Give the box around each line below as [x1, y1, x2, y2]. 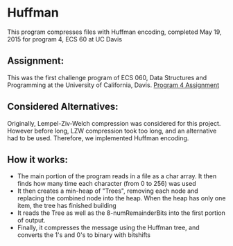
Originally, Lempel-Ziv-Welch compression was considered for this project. [7, 119, 221, 127]
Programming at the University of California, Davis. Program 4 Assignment [7, 81, 220, 89]
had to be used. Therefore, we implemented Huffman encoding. [7, 133, 189, 142]
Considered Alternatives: [7, 101, 119, 113]
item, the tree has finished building [17, 202, 116, 210]
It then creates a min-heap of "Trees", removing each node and [17, 187, 199, 195]
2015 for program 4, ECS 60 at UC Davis [7, 35, 123, 43]
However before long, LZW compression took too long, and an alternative [7, 126, 217, 135]
